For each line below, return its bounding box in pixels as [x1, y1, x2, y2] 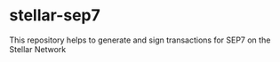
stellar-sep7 [9, 5, 100, 26]
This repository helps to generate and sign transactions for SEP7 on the [9, 35, 271, 45]
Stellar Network [9, 43, 67, 54]
